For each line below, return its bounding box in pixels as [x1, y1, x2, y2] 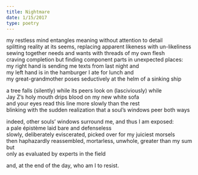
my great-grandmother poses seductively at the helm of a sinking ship [6, 75, 182, 82]
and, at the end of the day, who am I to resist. [6, 162, 119, 170]
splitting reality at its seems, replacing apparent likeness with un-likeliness [6, 43, 192, 50]
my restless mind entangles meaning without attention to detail [6, 37, 163, 44]
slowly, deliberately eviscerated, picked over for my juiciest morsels [6, 131, 176, 138]
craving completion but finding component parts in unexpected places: [6, 56, 183, 64]
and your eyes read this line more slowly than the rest [6, 100, 140, 107]
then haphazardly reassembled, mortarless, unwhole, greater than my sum [6, 137, 193, 145]
